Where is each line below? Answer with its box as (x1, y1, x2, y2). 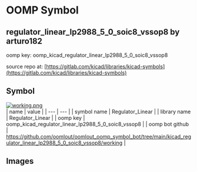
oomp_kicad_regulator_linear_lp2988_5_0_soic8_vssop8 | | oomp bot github (6, 120, 189, 127)
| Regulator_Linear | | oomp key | (6, 114, 85, 121)
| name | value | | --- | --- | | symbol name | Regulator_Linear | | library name (6, 108, 191, 115)
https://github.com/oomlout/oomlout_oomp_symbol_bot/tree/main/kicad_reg (6, 133, 192, 140)
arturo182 (6, 36, 43, 46)
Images (6, 156, 34, 166)
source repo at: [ (6, 63, 46, 70)
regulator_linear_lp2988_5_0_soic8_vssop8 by (6, 27, 180, 37)
